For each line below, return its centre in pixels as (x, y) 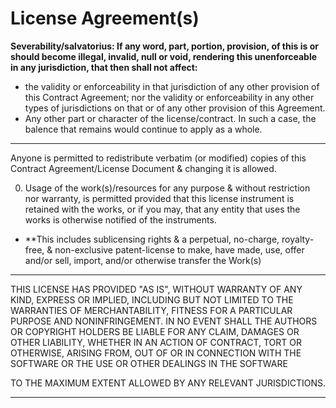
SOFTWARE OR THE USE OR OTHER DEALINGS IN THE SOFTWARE (149, 363)
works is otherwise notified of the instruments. (120, 219)
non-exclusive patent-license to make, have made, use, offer (179, 249)
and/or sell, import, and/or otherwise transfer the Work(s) (143, 260)
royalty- (298, 239)
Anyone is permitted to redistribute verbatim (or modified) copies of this (158, 158)
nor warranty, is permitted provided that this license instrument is (159, 198)
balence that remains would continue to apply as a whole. (143, 129)
